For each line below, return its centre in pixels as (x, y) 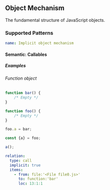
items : (16, 170)
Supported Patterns (29, 33)
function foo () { (23, 111)
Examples (16, 66)
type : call (21, 160)
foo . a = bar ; (18, 129)
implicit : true (25, 165)
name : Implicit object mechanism (39, 43)
